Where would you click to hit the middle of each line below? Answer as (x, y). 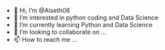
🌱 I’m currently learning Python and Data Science (83, 25)
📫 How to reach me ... (45, 40)
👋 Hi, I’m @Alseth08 (42, 10)
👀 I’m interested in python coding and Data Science (86, 18)
